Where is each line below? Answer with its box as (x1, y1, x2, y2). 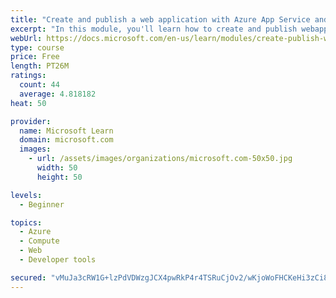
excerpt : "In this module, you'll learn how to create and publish (10, 24, 298, 34)
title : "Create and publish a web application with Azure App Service (10, 14, 311, 25)
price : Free (10, 52, 60, 62)
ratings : (10, 71, 47, 81)
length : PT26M (10, 61, 70, 71)
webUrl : (10, 33, 43, 43)
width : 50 (36, 163, 78, 173)
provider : (10, 116, 52, 126)
